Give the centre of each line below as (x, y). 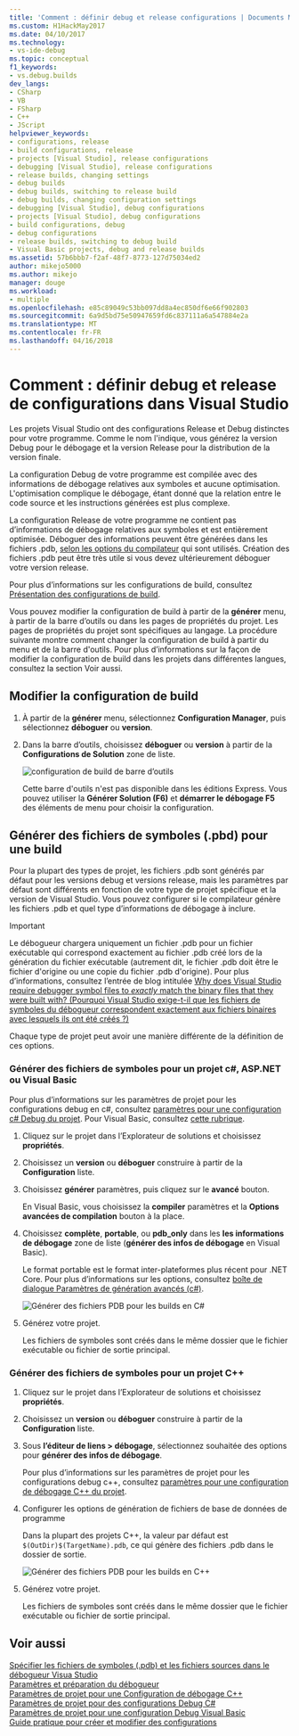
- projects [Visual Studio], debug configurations (105, 216)
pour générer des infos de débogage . (92, 1455)
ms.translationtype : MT (53, 325)
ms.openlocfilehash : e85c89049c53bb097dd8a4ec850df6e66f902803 (129, 308)
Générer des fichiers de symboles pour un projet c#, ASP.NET (145, 1069)
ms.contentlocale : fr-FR (55, 333)
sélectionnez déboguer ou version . (87, 727)
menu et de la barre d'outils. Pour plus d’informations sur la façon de (135, 649)
